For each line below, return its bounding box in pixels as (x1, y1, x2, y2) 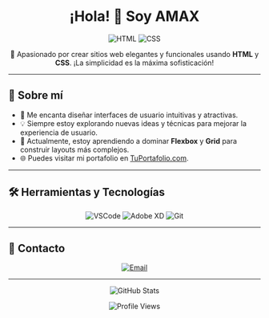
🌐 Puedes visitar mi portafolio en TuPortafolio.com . (19, 153, 189, 163)
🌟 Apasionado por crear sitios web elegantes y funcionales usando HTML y (10, 49, 259, 59)
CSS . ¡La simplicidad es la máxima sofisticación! (54, 58, 215, 67)
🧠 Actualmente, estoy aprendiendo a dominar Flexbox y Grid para (19, 136, 238, 145)
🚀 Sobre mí (8, 88, 63, 103)
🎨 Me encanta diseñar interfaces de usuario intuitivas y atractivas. (19, 110, 239, 120)
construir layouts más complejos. (19, 145, 130, 154)
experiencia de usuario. (19, 128, 98, 137)
